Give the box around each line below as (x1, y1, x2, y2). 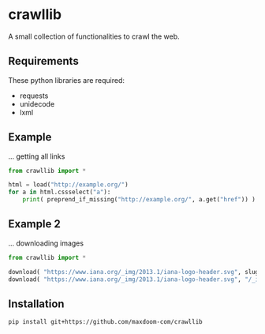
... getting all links (8, 152, 65, 161)
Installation (8, 297, 65, 310)
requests (19, 91, 49, 100)
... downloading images (8, 238, 84, 248)
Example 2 (8, 217, 61, 231)
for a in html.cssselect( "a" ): (8, 188, 111, 197)
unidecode (19, 99, 55, 108)
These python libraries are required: (8, 75, 125, 84)
